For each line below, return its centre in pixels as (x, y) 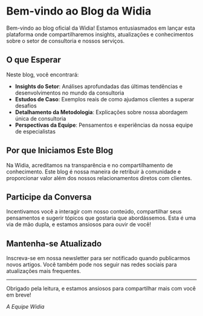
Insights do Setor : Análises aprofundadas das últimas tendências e (99, 86)
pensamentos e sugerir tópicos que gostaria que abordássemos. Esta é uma (101, 218)
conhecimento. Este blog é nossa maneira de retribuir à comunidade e (94, 172)
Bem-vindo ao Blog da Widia (79, 11)
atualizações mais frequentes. (44, 271)
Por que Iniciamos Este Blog (60, 151)
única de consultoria (40, 118)
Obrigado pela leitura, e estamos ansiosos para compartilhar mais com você (101, 289)
